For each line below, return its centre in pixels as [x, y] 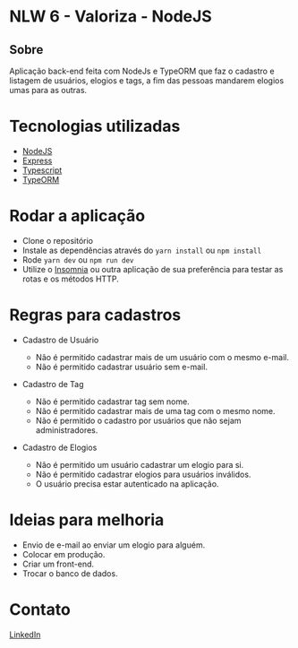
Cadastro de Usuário [60, 340]
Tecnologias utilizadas [95, 126]
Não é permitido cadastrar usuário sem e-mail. [122, 367]
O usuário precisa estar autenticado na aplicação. [127, 484]
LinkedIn [25, 635]
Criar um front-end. [58, 564]
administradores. [67, 430]
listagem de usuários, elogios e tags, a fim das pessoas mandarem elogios [147, 81]
